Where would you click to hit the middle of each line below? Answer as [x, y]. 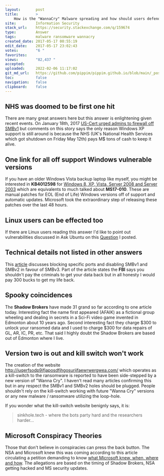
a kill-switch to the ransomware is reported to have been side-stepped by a [81, 375]
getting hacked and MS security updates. [47, 468]
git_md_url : [17, 73]
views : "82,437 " [30, 60]
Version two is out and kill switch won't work [74, 353]
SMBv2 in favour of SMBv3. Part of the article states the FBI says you [75, 269]
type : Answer [27, 32]
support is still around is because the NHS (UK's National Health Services [79, 134]
